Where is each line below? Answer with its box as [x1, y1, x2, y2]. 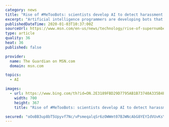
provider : [5, 54, 26, 59]
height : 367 [14, 100, 39, 105]
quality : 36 [5, 36, 30, 41]
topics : [5, 73, 22, 78]
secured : [5, 114, 24, 119]
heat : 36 [5, 40, 24, 45]
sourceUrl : [5, 26, 28, 31]
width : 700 [14, 95, 37, 101]
